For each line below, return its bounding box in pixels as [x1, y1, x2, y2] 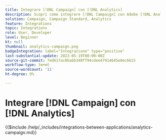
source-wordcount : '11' [5, 67, 54, 72]
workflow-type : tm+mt [5, 62, 50, 67]
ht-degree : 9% [5, 72, 35, 77]
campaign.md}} [5, 129, 37, 135]
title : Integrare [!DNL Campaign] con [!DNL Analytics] [5, 7, 123, 12]
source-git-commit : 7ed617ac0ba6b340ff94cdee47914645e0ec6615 [5, 58, 136, 63]
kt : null [5, 40, 23, 45]
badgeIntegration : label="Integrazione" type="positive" [5, 48, 125, 53]
